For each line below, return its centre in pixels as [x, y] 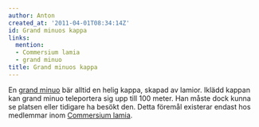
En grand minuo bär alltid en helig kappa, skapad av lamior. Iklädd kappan [129, 90]
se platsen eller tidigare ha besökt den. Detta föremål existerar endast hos [129, 106]
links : [19, 38]
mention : [30, 45]
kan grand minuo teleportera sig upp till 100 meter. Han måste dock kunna [129, 98]
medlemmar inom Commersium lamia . [71, 115]
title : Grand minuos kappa [53, 67]
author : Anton [32, 15]
